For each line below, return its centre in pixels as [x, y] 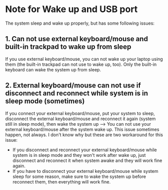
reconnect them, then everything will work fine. [61, 181]
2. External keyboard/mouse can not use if [73, 86]
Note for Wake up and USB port [71, 9]
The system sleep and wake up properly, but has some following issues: [80, 23]
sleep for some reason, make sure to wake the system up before [79, 176]
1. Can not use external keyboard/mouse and [77, 39]
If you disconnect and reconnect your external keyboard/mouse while [85, 150]
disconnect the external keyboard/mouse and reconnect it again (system [80, 119]
